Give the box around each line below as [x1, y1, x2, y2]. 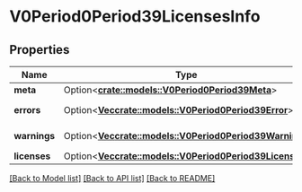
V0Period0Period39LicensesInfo [9, 6, 261, 27]
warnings [13, 130, 56, 142]
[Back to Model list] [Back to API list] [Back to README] [9, 173, 216, 183]
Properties [9, 42, 70, 57]
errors [13, 104, 41, 116]
